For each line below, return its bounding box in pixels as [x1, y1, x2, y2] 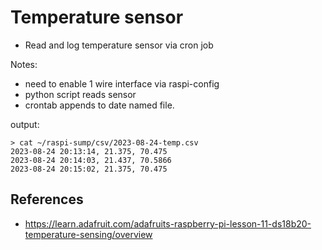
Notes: [10, 58, 38, 70]
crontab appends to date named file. [24, 99, 175, 111]
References [10, 191, 84, 208]
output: [10, 118, 40, 130]
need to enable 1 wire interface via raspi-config [24, 77, 220, 90]
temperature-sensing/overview [24, 228, 153, 240]
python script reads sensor [24, 88, 137, 100]
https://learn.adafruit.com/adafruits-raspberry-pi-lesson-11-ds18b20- [24, 217, 312, 230]
